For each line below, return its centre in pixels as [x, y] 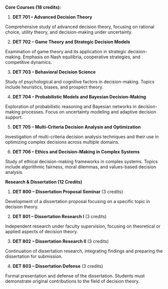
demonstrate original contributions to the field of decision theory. [72, 281]
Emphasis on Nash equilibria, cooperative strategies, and [81, 57]
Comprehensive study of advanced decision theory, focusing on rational [80, 27]
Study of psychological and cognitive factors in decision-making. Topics [80, 82]
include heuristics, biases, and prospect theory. [54, 87]
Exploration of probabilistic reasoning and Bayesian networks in [71, 107]
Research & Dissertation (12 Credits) [44, 182]
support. [14, 117]
